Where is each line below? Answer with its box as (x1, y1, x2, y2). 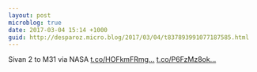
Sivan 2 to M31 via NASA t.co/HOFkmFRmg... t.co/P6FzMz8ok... (8, 55, 217, 64)
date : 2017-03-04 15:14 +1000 (8, 26, 108, 34)
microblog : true (8, 19, 62, 27)
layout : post (8, 11, 51, 20)
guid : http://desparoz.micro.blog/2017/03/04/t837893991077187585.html (8, 33, 249, 41)
